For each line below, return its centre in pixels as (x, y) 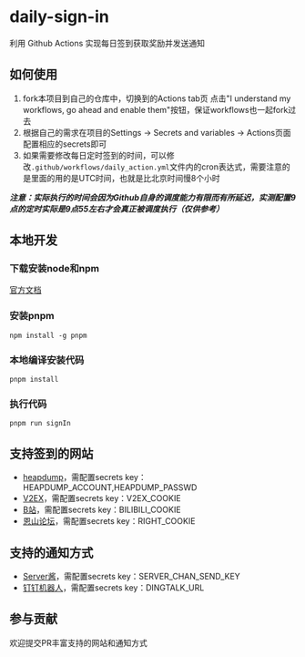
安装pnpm (32, 316)
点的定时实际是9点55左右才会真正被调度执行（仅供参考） (117, 209)
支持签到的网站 (51, 453)
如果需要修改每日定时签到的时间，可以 (94, 155)
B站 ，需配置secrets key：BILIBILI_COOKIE (102, 510)
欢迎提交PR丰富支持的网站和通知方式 (78, 642)
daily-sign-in (59, 17)
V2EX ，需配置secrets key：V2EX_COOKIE (102, 498)
